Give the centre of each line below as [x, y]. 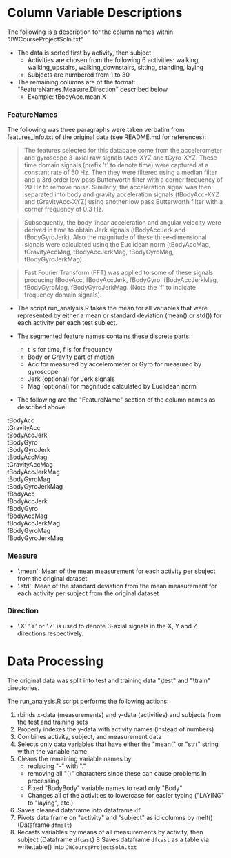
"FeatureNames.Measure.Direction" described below [92, 89]
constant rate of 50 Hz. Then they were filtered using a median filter [120, 172]
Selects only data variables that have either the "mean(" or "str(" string [118, 744]
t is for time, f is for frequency [70, 350]
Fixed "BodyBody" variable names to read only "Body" [105, 788]
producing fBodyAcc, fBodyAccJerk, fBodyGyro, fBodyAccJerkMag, [121, 280]
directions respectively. [50, 633]
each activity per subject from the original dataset [88, 593]
